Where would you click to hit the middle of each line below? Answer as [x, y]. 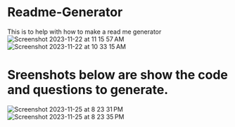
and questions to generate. [88, 90]
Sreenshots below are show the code [118, 75]
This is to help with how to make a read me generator [84, 32]
